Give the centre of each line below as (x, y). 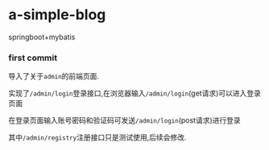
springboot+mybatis (42, 37)
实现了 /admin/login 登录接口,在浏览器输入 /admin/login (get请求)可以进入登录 (135, 93)
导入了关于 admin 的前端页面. (54, 76)
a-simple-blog (57, 15)
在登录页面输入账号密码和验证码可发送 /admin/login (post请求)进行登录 (125, 120)
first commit (33, 58)
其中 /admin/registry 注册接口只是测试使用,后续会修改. (97, 137)
